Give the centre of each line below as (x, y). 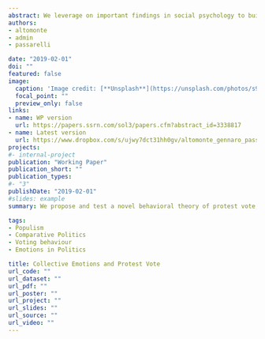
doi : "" (21, 67)
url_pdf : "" (28, 286)
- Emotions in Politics (47, 250)
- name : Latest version (47, 133)
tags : (17, 220)
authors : (22, 23)
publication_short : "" (45, 169)
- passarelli (30, 45)
